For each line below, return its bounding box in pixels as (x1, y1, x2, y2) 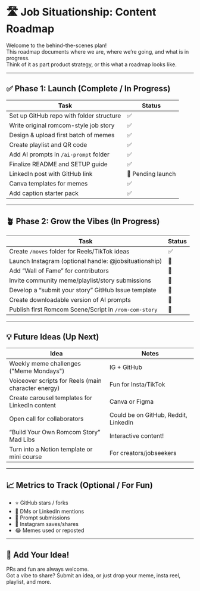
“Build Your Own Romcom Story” (9, 428, 101, 437)
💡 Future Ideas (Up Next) (6, 332, 99, 342)
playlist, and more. (6, 578, 52, 585)
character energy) (9, 384, 60, 392)
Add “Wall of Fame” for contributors (9, 267, 109, 275)
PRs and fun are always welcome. (6, 565, 89, 573)
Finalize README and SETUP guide (9, 160, 108, 168)
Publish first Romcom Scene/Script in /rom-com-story (9, 305, 158, 314)
